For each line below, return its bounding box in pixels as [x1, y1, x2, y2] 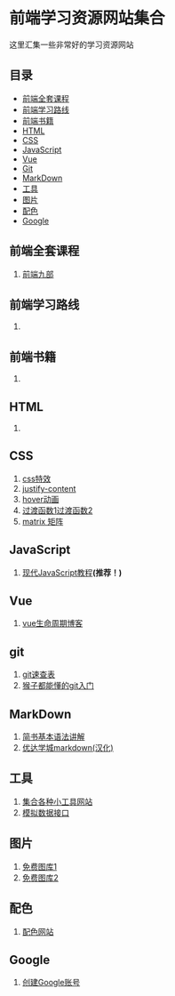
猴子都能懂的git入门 [21, 680, 95, 691]
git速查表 [21, 669, 56, 680]
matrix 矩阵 [21, 516, 64, 526]
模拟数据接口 [21, 807, 69, 818]
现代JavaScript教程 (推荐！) [21, 566, 123, 578]
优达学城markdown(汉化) [21, 743, 114, 753]
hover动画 [21, 494, 60, 504]
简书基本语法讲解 [21, 731, 85, 743]
